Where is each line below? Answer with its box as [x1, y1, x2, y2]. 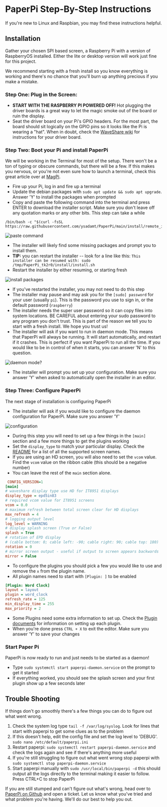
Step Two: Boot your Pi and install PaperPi [5, 146, 108, 153]
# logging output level [5, 516, 55, 522]
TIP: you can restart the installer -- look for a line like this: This [12, 253, 141, 259]
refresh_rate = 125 [5, 597, 46, 602]
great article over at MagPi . [5, 174, 61, 180]
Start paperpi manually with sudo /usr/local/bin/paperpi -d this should [12, 765, 161, 771]
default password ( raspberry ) [12, 302, 73, 308]
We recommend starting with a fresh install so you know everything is [5, 68, 148, 74]
